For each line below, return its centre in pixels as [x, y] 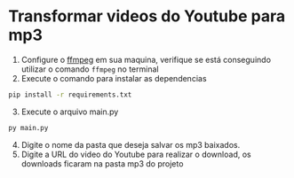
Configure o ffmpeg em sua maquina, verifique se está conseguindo [146, 59]
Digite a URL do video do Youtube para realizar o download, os [136, 154]
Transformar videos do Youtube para [147, 16]
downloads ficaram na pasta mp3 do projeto [102, 163]
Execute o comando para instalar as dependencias [114, 78]
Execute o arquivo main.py [70, 112]
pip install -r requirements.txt [70, 95]
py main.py [28, 128]
